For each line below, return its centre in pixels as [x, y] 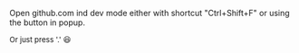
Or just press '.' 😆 [40, 40]
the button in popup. [48, 22]
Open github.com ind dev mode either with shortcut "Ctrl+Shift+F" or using [149, 13]
